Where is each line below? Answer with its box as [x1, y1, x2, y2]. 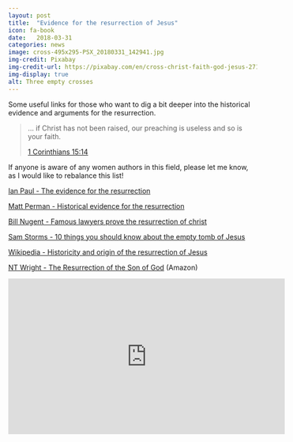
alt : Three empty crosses [8, 77, 93, 85]
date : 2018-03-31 [8, 33, 73, 42]
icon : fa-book [8, 26, 55, 34]
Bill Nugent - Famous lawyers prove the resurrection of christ [8, 217, 208, 226]
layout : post [8, 11, 51, 20]
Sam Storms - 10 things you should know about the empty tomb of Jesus [8, 232, 246, 241]
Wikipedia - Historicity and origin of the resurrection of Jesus [8, 247, 208, 257]
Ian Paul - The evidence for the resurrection [8, 186, 151, 195]
